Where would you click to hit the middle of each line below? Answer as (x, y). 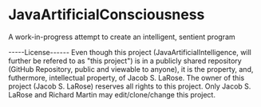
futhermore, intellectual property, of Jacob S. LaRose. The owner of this (127, 77)
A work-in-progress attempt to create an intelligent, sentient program (122, 37)
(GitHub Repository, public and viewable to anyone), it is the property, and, (131, 69)
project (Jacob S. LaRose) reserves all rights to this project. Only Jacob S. (130, 86)
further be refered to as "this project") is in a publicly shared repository (125, 61)
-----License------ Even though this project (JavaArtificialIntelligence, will (130, 52)
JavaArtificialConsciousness (107, 15)
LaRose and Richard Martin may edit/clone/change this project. (112, 94)
